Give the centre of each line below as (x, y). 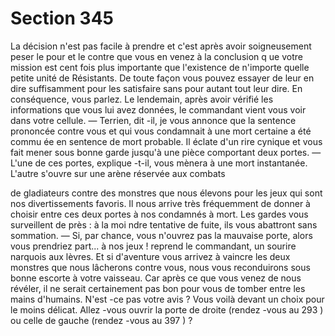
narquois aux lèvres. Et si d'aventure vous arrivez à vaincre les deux (150, 256)
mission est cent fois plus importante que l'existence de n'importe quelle (160, 67)
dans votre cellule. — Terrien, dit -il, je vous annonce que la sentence (153, 120)
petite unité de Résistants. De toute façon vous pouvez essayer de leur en (162, 78)
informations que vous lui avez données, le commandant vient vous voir (158, 109)
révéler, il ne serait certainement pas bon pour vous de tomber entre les (158, 288)
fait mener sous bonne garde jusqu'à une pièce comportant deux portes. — (166, 152)
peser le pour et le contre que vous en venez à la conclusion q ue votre (156, 56)
